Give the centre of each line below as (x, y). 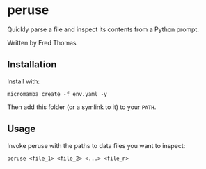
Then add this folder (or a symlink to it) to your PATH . (82, 107)
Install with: (24, 81)
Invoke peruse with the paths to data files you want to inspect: (96, 145)
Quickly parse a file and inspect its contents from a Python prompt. (103, 29)
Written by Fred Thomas (42, 42)
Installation (32, 65)
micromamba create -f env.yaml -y (57, 94)
